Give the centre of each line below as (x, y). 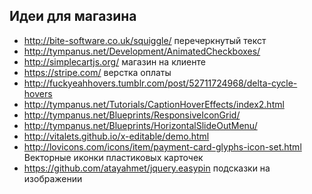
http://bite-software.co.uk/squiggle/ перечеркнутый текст (145, 40)
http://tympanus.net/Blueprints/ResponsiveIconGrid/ (132, 115)
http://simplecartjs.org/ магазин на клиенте (114, 61)
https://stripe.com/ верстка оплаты (97, 72)
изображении (53, 178)
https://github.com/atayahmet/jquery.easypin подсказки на (147, 168)
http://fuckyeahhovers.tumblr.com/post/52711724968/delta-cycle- (160, 83)
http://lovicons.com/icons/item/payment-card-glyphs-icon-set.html (162, 146)
